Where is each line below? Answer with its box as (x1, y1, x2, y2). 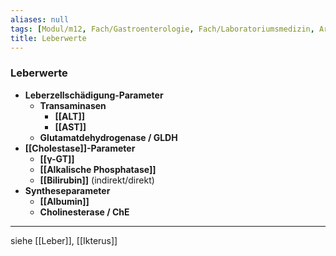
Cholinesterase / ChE (39, 206, 130, 218)
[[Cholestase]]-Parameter (24, 142, 136, 154)
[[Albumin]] (39, 195, 90, 207)
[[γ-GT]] (39, 152, 75, 165)
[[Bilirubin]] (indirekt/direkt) (39, 174, 155, 186)
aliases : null (10, 14, 70, 25)
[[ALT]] (54, 110, 85, 122)
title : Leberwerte (10, 33, 87, 43)
